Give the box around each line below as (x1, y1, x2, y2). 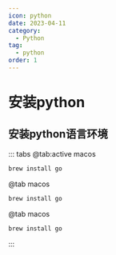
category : (8, 26, 42, 34)
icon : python (8, 11, 52, 20)
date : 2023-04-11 (8, 19, 66, 27)
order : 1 (8, 57, 38, 65)
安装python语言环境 (8, 127, 108, 141)
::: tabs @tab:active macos (8, 149, 96, 158)
